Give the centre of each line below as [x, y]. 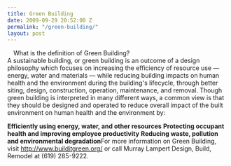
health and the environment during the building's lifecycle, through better [113, 83]
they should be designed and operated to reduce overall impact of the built [115, 105]
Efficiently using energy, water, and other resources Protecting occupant [116, 126]
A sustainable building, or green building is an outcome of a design [104, 61]
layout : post [26, 33]
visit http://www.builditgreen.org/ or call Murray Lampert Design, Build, [110, 148]
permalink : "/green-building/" [53, 27]
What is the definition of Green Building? [72, 53]
